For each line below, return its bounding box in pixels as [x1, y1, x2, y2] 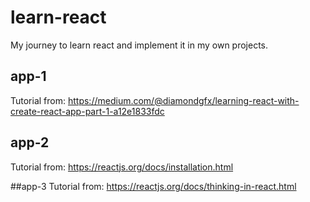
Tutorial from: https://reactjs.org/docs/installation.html [10, 161, 234, 173]
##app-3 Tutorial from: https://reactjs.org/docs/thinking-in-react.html [10, 180, 297, 192]
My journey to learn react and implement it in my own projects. [10, 39, 269, 51]
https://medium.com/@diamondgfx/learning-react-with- [67, 94, 300, 106]
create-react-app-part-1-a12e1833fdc [10, 105, 165, 117]
